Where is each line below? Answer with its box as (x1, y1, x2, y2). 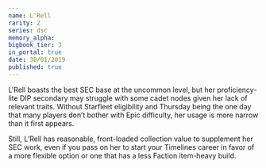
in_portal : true (8, 48, 62, 56)
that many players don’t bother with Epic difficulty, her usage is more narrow (8, 110, 259, 120)
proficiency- (217, 85, 257, 94)
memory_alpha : (8, 33, 56, 42)
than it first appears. (8, 118, 75, 128)
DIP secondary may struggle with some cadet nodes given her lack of (19, 93, 248, 103)
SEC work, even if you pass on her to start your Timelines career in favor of (8, 142, 255, 151)
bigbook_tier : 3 (8, 41, 62, 49)
